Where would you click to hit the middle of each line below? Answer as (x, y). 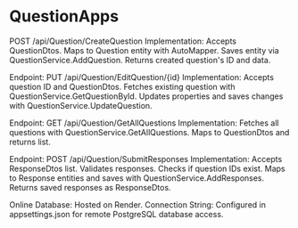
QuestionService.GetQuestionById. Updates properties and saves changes (146, 96)
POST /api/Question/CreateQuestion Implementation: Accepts (123, 41)
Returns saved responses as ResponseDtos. (90, 187)
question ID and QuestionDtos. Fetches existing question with (122, 86)
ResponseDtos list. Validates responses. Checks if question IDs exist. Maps (147, 168)
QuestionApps (64, 16)
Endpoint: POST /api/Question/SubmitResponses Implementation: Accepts (146, 159)
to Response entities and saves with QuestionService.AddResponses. (137, 178)
